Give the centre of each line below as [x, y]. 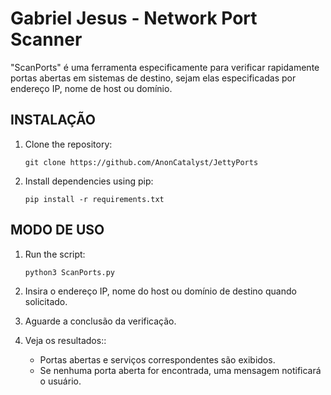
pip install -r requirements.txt [94, 199]
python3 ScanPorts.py [69, 272]
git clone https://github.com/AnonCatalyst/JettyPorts [141, 162]
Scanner [46, 39]
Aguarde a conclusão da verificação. [100, 321]
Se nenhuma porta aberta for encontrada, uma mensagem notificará [180, 370]
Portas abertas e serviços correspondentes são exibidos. [157, 359]
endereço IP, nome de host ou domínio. [91, 88]
